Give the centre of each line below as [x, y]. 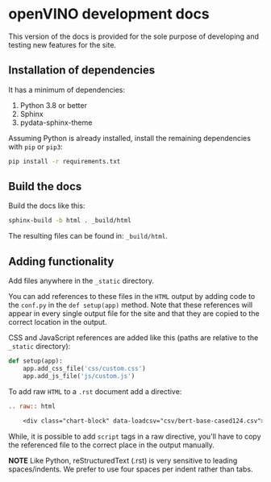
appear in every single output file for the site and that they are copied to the [134, 314]
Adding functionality [61, 262]
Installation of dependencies [82, 71]
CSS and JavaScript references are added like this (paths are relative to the [133, 338]
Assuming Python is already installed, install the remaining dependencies [130, 138]
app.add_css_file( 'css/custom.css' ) [85, 368]
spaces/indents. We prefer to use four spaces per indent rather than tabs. [131, 469]
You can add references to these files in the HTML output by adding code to [132, 297]
